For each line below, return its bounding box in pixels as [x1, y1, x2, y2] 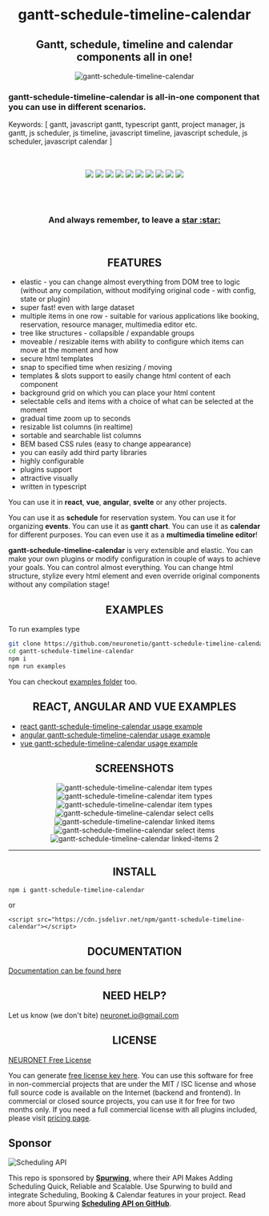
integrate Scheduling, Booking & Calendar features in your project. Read [8, 1190, 246, 1200]
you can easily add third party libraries [19, 448, 147, 458]
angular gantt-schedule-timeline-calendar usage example [19, 730, 211, 739]
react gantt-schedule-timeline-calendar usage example [19, 721, 203, 731]
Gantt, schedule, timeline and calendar [35, 38, 234, 51]
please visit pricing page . [8, 1113, 92, 1123]
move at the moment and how [19, 345, 118, 355]
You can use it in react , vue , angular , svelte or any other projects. [8, 498, 227, 507]
